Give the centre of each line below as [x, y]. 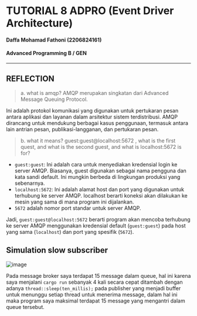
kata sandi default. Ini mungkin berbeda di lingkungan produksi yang [97, 176]
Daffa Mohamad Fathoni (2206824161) [54, 40]
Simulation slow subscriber [57, 250]
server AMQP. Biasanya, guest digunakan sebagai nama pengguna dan [100, 171]
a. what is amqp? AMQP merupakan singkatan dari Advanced [94, 93]
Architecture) [40, 23]
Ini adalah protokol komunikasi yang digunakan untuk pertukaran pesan [92, 110]
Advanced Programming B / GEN [46, 53]
